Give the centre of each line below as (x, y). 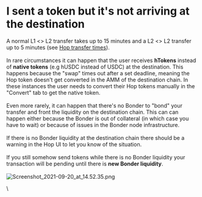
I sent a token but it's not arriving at (98, 11)
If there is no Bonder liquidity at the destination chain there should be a (96, 137)
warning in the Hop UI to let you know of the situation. (74, 144)
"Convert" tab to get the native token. (53, 92)
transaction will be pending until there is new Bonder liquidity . (85, 164)
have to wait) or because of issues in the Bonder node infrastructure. (93, 125)
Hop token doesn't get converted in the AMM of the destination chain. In (97, 80)
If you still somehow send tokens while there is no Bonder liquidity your (96, 157)
